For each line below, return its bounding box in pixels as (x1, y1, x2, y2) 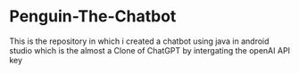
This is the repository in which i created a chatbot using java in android (9, 36, 270, 46)
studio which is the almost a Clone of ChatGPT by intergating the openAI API (9, 45, 291, 55)
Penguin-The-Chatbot (9, 6, 177, 27)
